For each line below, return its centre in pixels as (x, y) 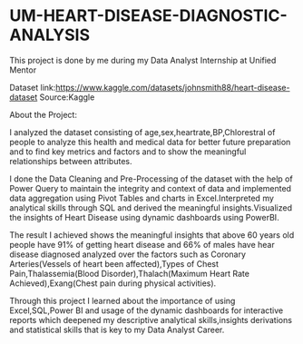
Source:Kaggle (67, 97)
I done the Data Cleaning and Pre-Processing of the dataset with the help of (151, 179)
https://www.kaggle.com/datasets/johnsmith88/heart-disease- (173, 87)
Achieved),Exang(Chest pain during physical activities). (113, 283)
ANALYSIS (50, 35)
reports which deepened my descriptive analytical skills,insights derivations (151, 319)
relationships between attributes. (71, 161)
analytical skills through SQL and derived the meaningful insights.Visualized (151, 207)
